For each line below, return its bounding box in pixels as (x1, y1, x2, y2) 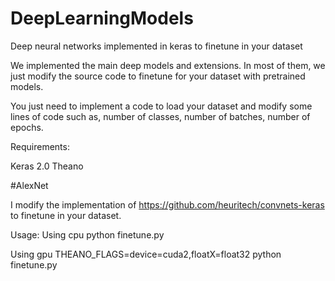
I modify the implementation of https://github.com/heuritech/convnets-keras (10, 198, 325, 211)
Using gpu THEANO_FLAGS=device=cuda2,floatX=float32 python (10, 248, 282, 260)
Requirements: (10, 140, 70, 152)
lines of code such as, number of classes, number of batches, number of (10, 110, 311, 122)
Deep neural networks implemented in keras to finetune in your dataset (10, 40, 303, 52)
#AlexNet (10, 179, 49, 191)
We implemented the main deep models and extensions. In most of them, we (10, 59, 326, 71)
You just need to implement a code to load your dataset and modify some (10, 100, 313, 112)
